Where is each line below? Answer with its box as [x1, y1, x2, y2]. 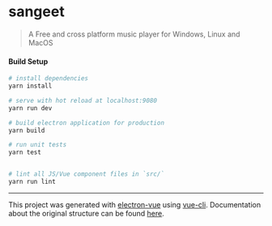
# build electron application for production [8, 118, 164, 127]
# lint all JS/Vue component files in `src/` [8, 170, 164, 178]
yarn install [8, 82, 53, 91]
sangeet [8, 2, 65, 21]
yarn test [8, 148, 42, 156]
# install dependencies [8, 75, 89, 83]
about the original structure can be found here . [8, 208, 164, 218]
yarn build [8, 126, 45, 134]
